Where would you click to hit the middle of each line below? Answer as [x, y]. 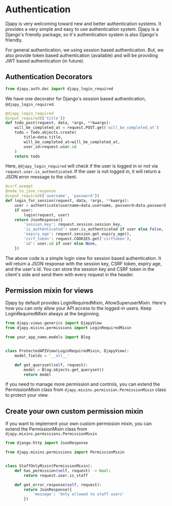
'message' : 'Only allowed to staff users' [79, 494]
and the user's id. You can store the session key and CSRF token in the [80, 269]
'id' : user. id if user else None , [60, 244]
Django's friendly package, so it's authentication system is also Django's [82, 34]
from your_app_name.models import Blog [48, 337]
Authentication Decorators [49, 77]
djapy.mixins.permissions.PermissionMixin [51, 434]
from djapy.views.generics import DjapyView [53, 323]
